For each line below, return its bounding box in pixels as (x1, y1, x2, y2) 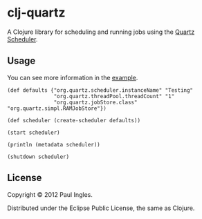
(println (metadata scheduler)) (7, 141, 100, 148)
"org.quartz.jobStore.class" (53, 99, 138, 106)
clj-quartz (7, 5, 66, 21)
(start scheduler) (7, 129, 60, 136)
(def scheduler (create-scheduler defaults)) (7, 117, 140, 124)
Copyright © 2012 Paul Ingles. (7, 190, 93, 198)
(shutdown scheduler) (7, 153, 70, 160)
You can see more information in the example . (7, 73, 138, 82)
